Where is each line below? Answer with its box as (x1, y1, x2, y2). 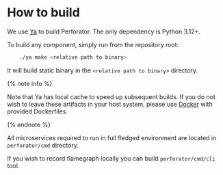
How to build (7, 5, 80, 21)
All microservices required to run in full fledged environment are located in (7, 133, 217, 142)
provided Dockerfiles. (7, 107, 68, 116)
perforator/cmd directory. (7, 141, 79, 149)
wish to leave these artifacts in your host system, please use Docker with (7, 100, 213, 108)
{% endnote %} (7, 120, 51, 129)
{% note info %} (7, 79, 53, 87)
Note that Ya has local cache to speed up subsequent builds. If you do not (7, 92, 215, 100)
